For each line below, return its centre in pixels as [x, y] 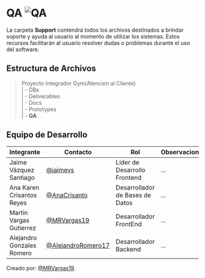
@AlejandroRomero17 [78, 245]
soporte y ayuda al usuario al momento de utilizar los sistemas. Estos [93, 36]
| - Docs [31, 102]
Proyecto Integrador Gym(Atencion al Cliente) [78, 83]
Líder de [128, 162]
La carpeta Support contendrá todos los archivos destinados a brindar [95, 30]
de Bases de [133, 195]
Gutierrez [23, 227]
